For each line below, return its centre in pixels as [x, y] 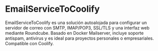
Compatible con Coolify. [29, 43]
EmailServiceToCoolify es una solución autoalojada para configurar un [76, 23]
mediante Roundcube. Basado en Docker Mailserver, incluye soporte [74, 33]
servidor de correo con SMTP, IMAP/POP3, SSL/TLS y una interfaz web [77, 27]
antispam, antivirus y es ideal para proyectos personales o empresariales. [79, 38]
